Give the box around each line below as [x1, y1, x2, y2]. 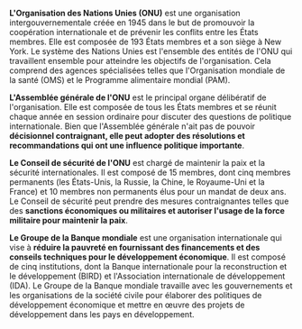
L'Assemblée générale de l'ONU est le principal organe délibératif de [9, 92, 267, 103]
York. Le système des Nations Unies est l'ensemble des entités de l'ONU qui [9, 46, 293, 57]
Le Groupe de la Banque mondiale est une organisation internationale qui [9, 233, 282, 242]
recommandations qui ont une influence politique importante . [9, 140, 245, 151]
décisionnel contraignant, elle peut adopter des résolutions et [9, 131, 245, 141]
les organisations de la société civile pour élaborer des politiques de [9, 290, 262, 300]
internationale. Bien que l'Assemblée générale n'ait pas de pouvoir [9, 121, 255, 132]
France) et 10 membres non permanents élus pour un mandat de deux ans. [9, 187, 287, 196]
